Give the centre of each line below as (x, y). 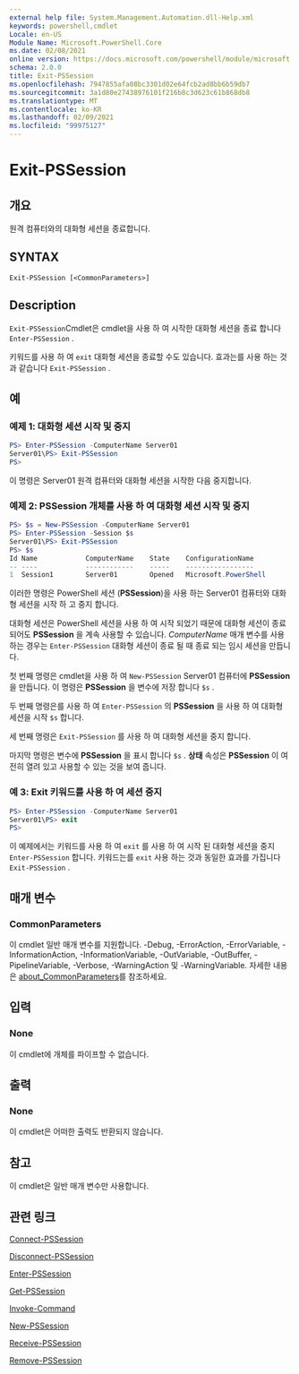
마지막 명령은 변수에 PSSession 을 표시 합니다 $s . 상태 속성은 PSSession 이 (144, 756)
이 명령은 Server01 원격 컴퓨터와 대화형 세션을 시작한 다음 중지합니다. (131, 480)
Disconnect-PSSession (51, 1256)
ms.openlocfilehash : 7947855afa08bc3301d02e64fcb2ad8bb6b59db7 (130, 84)
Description (43, 305)
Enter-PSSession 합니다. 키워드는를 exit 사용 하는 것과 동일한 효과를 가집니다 (145, 857)
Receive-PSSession (46, 1343)
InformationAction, (43, 954)
